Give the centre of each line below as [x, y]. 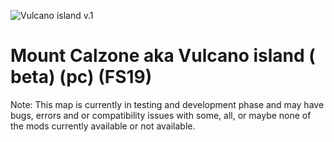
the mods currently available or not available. [103, 126]
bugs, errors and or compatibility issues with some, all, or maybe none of [161, 115]
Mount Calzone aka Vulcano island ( [163, 56]
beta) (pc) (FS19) [81, 77]
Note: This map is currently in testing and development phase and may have [167, 104]
